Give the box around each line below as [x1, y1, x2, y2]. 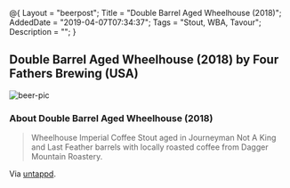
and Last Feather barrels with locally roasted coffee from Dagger [30, 142, 269, 152]
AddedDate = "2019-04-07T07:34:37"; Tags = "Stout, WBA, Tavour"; [9, 17, 262, 28]
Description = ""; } [9, 27, 77, 37]
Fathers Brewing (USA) [9, 66, 140, 81]
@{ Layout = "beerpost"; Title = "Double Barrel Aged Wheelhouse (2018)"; [9, 8, 282, 18]
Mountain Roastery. [30, 151, 103, 162]
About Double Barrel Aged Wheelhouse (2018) [9, 111, 213, 124]
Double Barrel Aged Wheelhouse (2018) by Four [9, 53, 279, 68]
